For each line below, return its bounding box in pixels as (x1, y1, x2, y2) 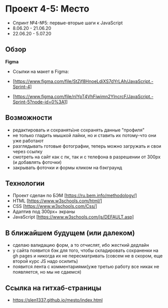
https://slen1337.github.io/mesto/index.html (12, 297, 103, 303)
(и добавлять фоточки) (12, 159, 62, 165)
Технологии (5, 179, 45, 188)
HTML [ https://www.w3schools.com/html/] (12, 198, 102, 204)
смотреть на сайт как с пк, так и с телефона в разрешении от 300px (12, 154, 161, 160)
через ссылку (12, 148, 43, 154)
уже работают (12, 138, 44, 144)
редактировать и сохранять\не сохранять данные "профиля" (12, 127, 145, 133)
